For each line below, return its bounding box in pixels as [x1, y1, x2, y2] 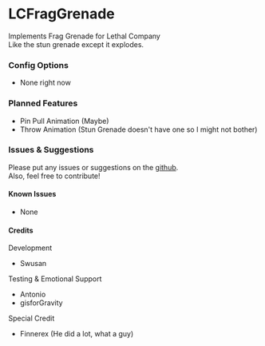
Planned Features [8, 97, 78, 109]
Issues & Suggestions [8, 145, 94, 156]
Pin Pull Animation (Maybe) [19, 116, 109, 125]
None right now [19, 78, 72, 88]
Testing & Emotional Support [8, 274, 102, 284]
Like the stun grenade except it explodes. [8, 39, 144, 49]
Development [8, 243, 53, 253]
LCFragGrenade [8, 5, 116, 23]
